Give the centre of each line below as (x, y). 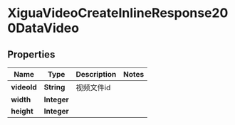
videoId (24, 87)
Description (96, 74)
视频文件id (93, 88)
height (22, 111)
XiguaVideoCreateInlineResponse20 (118, 13)
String (54, 87)
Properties (31, 54)
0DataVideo (43, 28)
